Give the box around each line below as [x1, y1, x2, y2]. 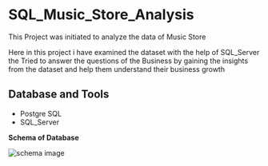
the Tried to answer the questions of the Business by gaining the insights [8, 56, 249, 65]
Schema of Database [8, 132, 79, 142]
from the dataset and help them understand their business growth [8, 64, 226, 73]
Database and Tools [8, 88, 110, 101]
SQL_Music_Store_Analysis [8, 6, 194, 24]
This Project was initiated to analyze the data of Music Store [8, 32, 206, 41]
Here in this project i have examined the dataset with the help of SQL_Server [8, 47, 260, 57]
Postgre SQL [19, 109, 62, 118]
